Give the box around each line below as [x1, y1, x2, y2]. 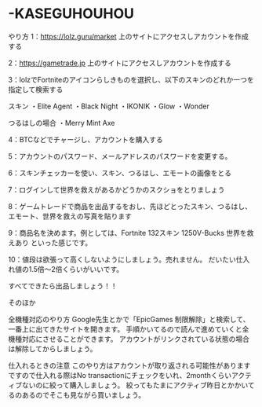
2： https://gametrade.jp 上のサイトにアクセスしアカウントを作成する [8, 58, 231, 68]
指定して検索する [8, 84, 64, 94]
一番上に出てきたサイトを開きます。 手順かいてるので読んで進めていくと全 [8, 324, 249, 334]
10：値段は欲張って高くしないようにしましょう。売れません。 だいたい [8, 255, 237, 264]
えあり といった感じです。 [8, 237, 93, 247]
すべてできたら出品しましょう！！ [8, 280, 118, 291]
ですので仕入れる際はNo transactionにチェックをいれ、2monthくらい [8, 370, 232, 379]
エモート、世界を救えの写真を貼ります [8, 211, 132, 221]
